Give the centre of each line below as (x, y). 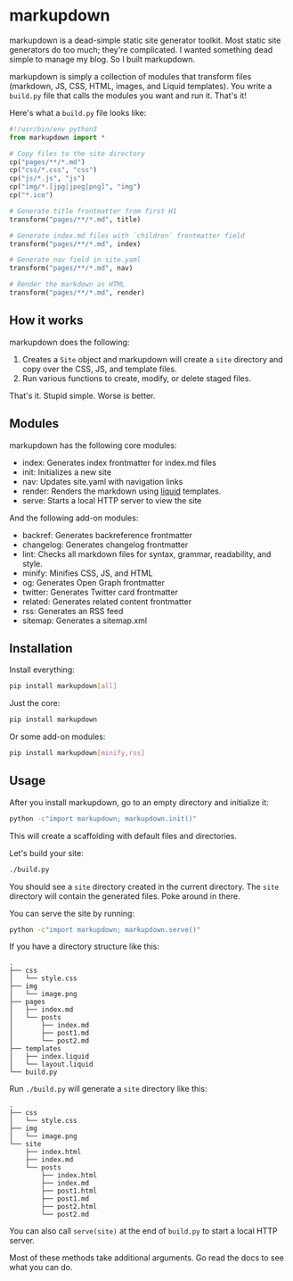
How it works (46, 321)
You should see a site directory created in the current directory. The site (144, 886)
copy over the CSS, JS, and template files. (99, 369)
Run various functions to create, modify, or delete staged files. (137, 378)
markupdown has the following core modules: (93, 445)
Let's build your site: (47, 853)
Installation (41, 648)
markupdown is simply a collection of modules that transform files (130, 76)
